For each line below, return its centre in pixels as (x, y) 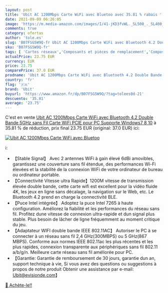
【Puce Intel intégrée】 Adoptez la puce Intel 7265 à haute (73, 203)
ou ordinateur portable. (36, 175)
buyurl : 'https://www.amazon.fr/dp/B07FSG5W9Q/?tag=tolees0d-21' (74, 94)
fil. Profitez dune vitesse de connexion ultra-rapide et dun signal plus (83, 214)
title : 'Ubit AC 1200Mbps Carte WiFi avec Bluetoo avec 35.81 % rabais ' (84, 15)
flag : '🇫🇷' (17, 84)
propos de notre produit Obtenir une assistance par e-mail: (73, 269)
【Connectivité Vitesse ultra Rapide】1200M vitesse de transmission (83, 181)
